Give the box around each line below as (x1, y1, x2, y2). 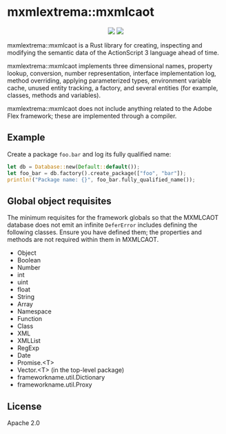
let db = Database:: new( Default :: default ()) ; (7, 163, 140, 170)
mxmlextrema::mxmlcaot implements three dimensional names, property (7, 61, 213, 70)
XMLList (17, 337, 41, 345)
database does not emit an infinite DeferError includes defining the (7, 221, 198, 229)
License (7, 400, 42, 412)
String (17, 293, 35, 301)
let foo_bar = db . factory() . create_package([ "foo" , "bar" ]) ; (7, 169, 187, 176)
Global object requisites (7, 195, 112, 207)
